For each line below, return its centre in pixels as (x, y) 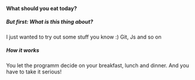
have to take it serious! (34, 72)
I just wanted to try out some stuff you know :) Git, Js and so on (84, 37)
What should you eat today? (42, 8)
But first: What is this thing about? (50, 22)
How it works (23, 50)
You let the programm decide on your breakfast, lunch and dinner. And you (97, 65)
